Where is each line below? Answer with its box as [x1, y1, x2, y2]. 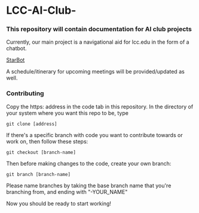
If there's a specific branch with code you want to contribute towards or [6, 131, 183, 138]
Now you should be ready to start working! [6, 200, 112, 207]
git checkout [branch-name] [6, 149, 76, 156]
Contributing [6, 89, 44, 98]
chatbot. [6, 45, 27, 52]
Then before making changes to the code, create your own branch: [6, 160, 172, 167]
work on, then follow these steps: [6, 138, 88, 145]
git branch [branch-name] [6, 171, 71, 177]
